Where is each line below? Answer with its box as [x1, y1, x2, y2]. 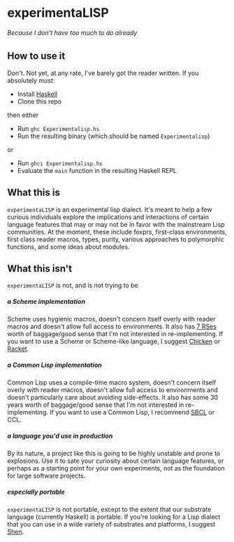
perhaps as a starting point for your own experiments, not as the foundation [7, 464, 225, 473]
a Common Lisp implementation [7, 361, 103, 369]
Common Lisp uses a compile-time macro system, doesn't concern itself [7, 378, 217, 387]
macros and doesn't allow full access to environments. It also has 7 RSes [7, 322, 217, 331]
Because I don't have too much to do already [7, 28, 138, 36]
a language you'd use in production [7, 431, 113, 440]
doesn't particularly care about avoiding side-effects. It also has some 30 [7, 394, 219, 402]
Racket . [7, 345, 29, 353]
